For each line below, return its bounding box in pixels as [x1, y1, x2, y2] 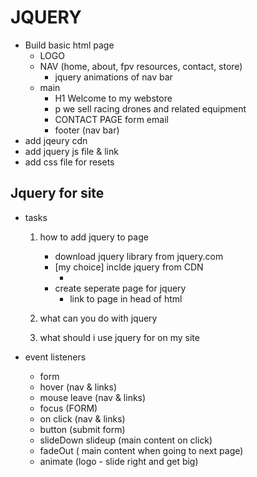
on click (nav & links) [39, 412, 126, 425]
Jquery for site [10, 185, 105, 202]
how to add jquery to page [39, 231, 149, 243]
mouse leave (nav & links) [39, 391, 147, 403]
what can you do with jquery [39, 312, 158, 324]
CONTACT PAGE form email [54, 113, 169, 125]
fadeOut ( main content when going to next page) [39, 444, 244, 456]
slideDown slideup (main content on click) [39, 434, 213, 446]
